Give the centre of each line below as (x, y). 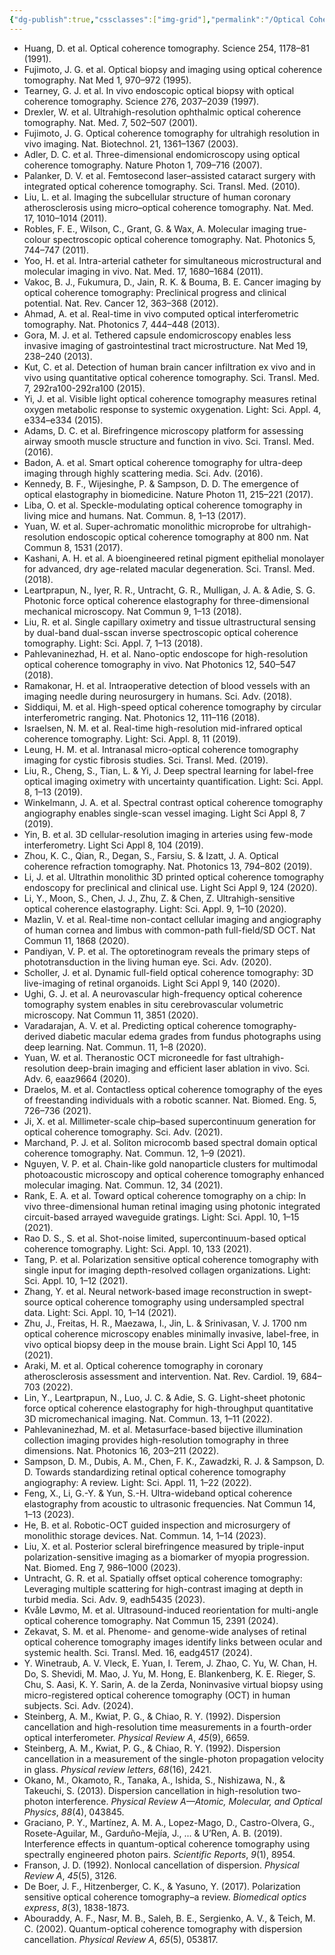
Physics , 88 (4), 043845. (74, 1812)
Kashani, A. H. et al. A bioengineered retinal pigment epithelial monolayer (174, 558)
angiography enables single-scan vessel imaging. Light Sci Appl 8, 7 (164, 813)
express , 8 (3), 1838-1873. (76, 1907)
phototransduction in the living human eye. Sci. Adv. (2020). (147, 962)
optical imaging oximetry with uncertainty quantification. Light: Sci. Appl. (173, 781)
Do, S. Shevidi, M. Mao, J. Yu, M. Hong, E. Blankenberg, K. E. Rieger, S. (169, 1673)
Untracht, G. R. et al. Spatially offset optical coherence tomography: (163, 1578)
